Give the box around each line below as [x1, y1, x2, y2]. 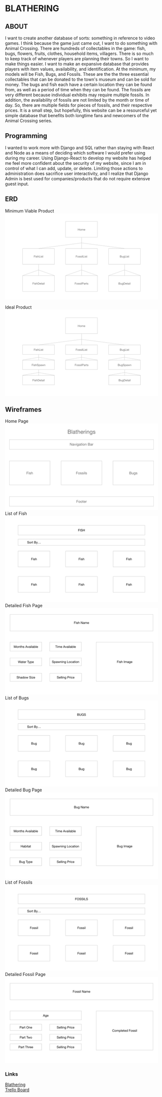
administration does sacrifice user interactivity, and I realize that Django [5, 171, 149, 176]
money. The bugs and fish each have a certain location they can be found [5, 82, 152, 87]
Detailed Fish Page [5, 603, 43, 609]
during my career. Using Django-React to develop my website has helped [5, 155, 151, 161]
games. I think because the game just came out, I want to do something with [5, 40, 158, 46]
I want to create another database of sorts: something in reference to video [5, 35, 155, 41]
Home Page [5, 418, 29, 424]
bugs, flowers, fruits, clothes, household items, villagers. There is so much [5, 51, 154, 56]
